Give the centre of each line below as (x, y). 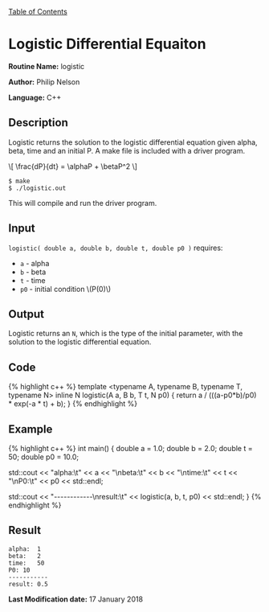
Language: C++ (35, 97)
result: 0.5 (28, 584)
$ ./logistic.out (37, 188)
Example (31, 429)
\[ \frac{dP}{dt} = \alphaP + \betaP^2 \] (73, 166)
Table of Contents (38, 12)
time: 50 (26, 563)
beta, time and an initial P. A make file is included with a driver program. (127, 150)
